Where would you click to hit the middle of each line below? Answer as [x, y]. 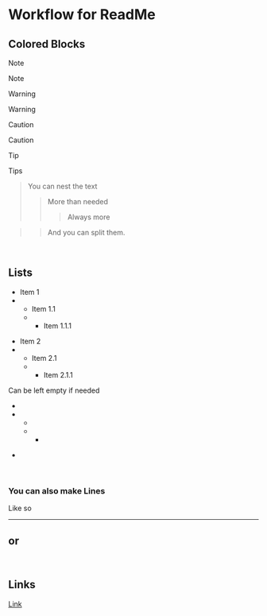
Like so [20, 508]
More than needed [78, 201]
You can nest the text [62, 186]
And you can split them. [86, 232]
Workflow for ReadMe [82, 15]
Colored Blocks [47, 44]
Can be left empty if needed [54, 390]
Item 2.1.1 [58, 374]
